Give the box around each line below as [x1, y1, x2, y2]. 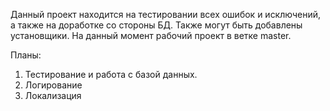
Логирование [24, 79, 83, 91]
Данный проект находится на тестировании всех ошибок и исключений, [10, 9, 322, 20]
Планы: [10, 49, 42, 61]
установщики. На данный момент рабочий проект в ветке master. [10, 30, 292, 41]
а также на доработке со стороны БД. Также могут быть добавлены [10, 19, 303, 31]
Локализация [24, 90, 82, 101]
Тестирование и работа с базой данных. [24, 69, 198, 80]
